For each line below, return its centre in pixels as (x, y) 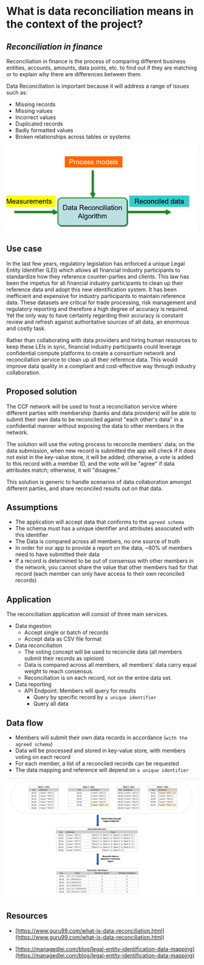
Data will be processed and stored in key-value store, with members (100, 750)
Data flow (25, 723)
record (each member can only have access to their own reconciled (100, 574)
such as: (17, 92)
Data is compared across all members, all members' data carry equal (110, 665)
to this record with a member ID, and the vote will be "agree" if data (90, 463)
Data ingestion (33, 626)
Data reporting (33, 685)
